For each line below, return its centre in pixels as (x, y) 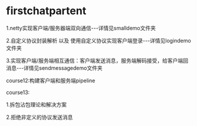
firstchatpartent (46, 11)
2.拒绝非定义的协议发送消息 (40, 117)
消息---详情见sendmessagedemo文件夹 (54, 68)
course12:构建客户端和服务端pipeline (51, 80)
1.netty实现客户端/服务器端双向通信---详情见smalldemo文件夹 (81, 28)
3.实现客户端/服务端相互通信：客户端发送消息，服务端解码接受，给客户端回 (97, 60)
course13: (18, 92)
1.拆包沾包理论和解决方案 (36, 104)
